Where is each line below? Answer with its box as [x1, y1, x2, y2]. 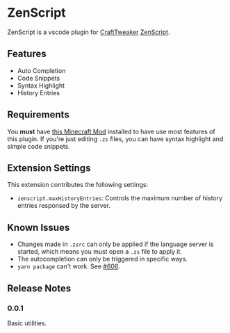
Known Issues [7, 221, 70, 234]
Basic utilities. [7, 318, 47, 327]
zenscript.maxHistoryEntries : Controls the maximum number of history [17, 194, 223, 202]
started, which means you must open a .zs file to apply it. [17, 247, 183, 256]
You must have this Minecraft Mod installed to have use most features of [7, 127, 215, 136]
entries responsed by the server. [17, 202, 111, 210]
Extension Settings [7, 162, 91, 174]
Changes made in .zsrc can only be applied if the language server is [17, 240, 214, 248]
